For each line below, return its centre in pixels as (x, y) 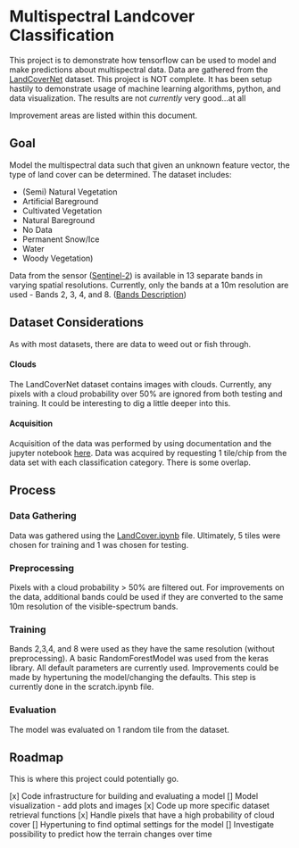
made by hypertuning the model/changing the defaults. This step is (133, 678)
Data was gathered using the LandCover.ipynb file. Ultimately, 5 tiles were (145, 535)
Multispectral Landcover (102, 17)
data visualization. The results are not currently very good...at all (128, 98)
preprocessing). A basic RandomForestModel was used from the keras (139, 659)
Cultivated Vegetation (62, 211)
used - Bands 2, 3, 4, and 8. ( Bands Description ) (98, 294)
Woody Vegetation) (58, 258)
